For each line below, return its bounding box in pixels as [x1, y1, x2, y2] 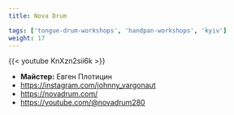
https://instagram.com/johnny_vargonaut [19, 80, 156, 90]
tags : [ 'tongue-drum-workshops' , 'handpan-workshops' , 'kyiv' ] [8, 26, 227, 35]
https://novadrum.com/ [19, 89, 98, 99]
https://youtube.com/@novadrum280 [19, 98, 145, 108]
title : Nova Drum [8, 11, 67, 20]
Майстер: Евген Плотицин [19, 72, 112, 82]
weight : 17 [8, 34, 45, 42]
